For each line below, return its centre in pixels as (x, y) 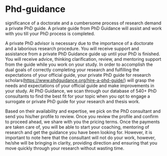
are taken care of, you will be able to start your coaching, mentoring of (77, 127)
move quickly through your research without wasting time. (65, 148)
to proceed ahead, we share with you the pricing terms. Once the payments (83, 122)
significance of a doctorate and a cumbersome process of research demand (83, 23)
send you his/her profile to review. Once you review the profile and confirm (82, 116)
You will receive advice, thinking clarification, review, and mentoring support (83, 59)
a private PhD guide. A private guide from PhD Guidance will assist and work (83, 28)
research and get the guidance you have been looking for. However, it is (79, 132)
